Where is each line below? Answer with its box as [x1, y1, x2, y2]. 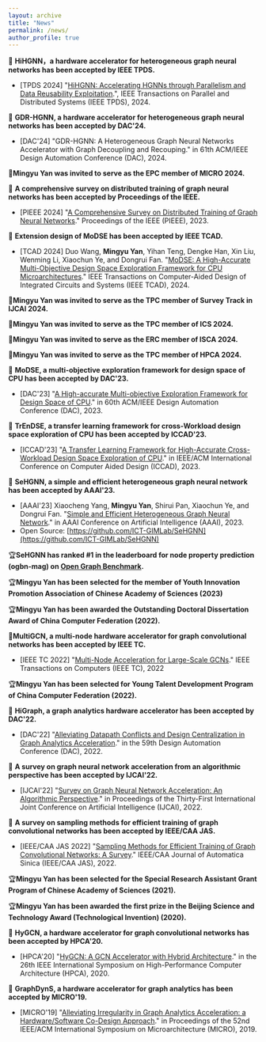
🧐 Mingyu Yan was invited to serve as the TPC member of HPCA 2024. [8, 350, 242, 360]
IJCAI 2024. [8, 304, 49, 313]
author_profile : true [8, 33, 80, 42]
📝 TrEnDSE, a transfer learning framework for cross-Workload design [8, 421, 241, 431]
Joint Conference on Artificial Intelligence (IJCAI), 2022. [19, 802, 203, 812]
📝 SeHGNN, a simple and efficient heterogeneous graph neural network [8, 477, 248, 487]
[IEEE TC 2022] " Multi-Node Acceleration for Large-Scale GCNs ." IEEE [19, 655, 251, 665]
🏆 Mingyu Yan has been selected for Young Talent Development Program [8, 680, 253, 689]
